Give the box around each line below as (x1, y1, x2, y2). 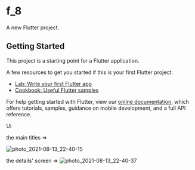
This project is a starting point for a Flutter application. (6, 57, 140, 64)
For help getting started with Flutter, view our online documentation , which (6, 98, 190, 105)
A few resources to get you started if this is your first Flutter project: (6, 69, 173, 76)
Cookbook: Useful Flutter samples (14, 86, 99, 94)
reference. (6, 110, 32, 118)
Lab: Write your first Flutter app (14, 80, 92, 87)
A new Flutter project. (6, 24, 60, 31)
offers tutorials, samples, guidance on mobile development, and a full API (6, 104, 186, 112)
